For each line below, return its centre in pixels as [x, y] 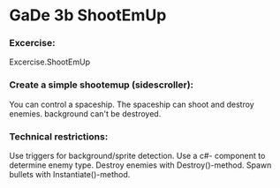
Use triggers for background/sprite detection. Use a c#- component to [137, 156]
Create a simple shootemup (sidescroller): [102, 85]
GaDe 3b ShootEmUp [88, 15]
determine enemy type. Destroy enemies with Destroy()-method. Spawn [140, 165]
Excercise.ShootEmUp [50, 62]
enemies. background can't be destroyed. [85, 113]
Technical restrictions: [59, 136]
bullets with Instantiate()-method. [70, 175]
